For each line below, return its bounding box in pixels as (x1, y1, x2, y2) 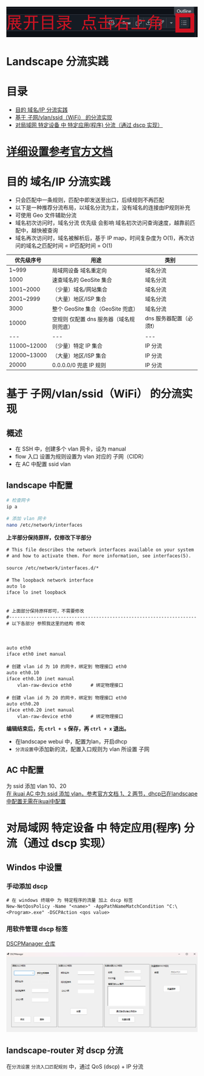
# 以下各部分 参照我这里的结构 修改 (6, 621, 85, 627)
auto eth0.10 (6, 669, 39, 676)
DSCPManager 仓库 (6, 940, 56, 947)
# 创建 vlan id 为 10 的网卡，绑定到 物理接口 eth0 (6, 663, 127, 670)
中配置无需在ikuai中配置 (6, 797, 66, 804)
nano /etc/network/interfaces (6, 522, 83, 528)
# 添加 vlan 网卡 (6, 516, 47, 522)
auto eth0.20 (6, 701, 39, 707)
